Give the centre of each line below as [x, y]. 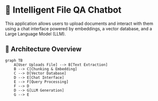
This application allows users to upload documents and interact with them [79, 23]
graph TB [14, 61]
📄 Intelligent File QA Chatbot [63, 10]
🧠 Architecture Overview [43, 49]
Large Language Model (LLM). [35, 34]
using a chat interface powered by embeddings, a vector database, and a [79, 28]
